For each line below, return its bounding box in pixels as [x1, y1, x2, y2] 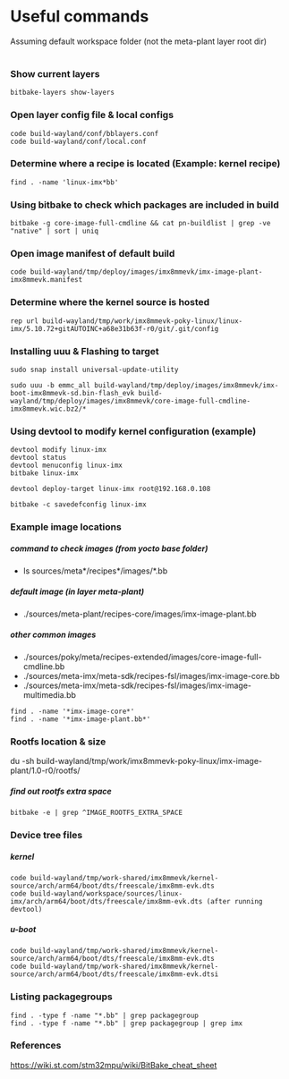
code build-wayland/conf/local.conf [10, 137, 147, 146]
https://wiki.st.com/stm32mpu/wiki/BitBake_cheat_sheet [10, 1059, 217, 1070]
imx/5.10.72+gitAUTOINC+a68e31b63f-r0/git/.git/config [10, 324, 219, 333]
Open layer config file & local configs [10, 109, 174, 122]
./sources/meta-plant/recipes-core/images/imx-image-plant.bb [22, 608, 258, 619]
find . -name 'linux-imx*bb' [10, 177, 119, 187]
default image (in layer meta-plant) [10, 586, 145, 597]
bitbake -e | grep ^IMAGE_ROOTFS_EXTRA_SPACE [10, 808, 183, 818]
